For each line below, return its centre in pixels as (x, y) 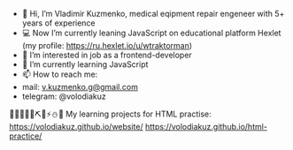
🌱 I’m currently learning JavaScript (85, 64)
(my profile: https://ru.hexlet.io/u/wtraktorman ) (107, 45)
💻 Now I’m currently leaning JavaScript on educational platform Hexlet (151, 33)
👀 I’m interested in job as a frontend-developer (107, 55)
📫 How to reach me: (60, 74)
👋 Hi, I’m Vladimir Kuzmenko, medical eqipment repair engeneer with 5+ (153, 14)
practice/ (26, 136)
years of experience (58, 23)
